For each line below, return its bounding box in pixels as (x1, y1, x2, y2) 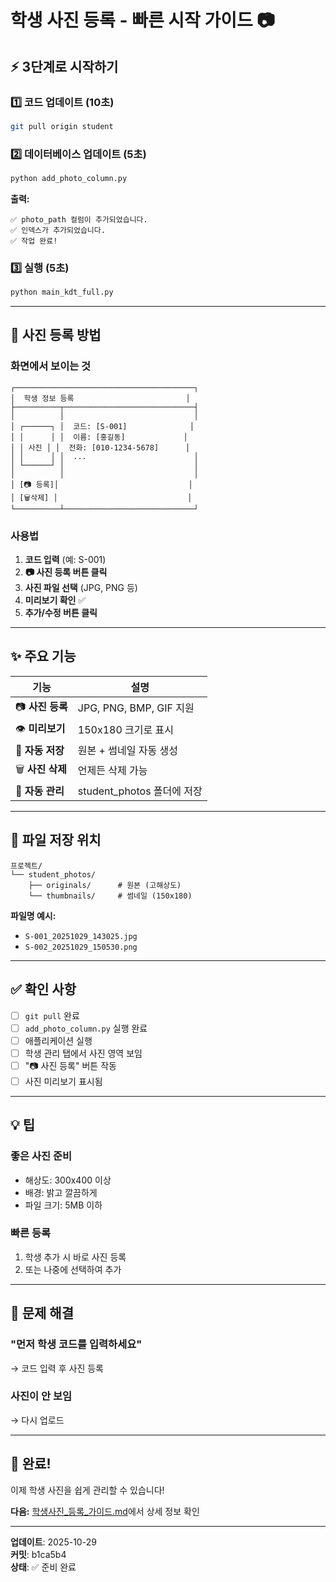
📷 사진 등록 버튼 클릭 (24, 566, 108, 578)
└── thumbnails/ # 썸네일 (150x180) (28, 891, 193, 901)
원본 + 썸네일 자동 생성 (77, 743, 178, 757)
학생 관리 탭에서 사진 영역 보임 (24, 1047, 143, 1059)
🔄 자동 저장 (15, 743, 65, 757)
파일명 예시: (10, 909, 57, 921)
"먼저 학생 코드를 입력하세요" (10, 1337, 143, 1351)
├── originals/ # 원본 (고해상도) (28, 880, 182, 890)
